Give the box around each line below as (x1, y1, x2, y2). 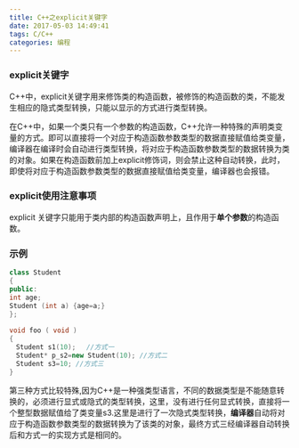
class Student (9, 268, 62, 277)
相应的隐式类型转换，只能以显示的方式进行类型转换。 (16, 102, 212, 112)
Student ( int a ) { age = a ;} (9, 301, 105, 310)
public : (9, 284, 38, 294)
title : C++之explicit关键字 (9, 12, 109, 22)
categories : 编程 (9, 37, 71, 47)
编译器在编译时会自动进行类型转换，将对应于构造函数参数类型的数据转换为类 (9, 143, 290, 154)
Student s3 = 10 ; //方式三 (15, 359, 104, 368)
